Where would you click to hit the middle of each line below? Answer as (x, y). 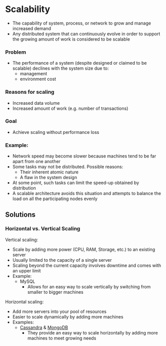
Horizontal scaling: (24, 301)
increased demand (32, 28)
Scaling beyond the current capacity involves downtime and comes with (87, 265)
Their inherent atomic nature (49, 172)
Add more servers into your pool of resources (59, 311)
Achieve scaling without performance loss (56, 132)
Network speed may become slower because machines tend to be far (84, 156)
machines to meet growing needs (62, 338)
